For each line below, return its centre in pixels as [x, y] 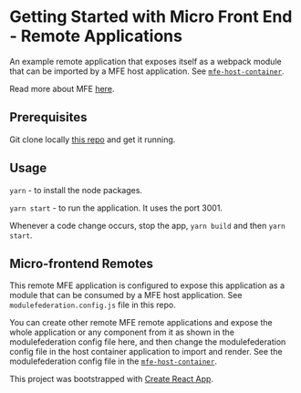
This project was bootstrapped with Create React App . [112, 379]
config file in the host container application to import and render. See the [146, 352]
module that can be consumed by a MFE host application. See [126, 295]
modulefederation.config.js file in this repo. [93, 305]
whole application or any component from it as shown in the [122, 332]
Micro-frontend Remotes [81, 263]
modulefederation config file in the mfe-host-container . [113, 361]
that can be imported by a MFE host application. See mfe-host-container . [147, 71]
